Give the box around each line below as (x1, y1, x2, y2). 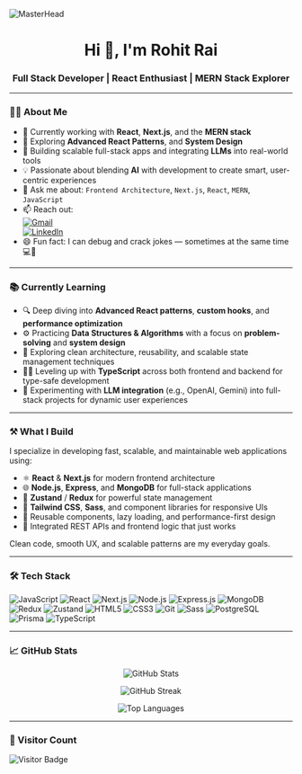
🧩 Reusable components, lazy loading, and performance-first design (22, 512, 276, 522)
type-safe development (22, 376, 110, 387)
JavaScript (22, 195, 64, 204)
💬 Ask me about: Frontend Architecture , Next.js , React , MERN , (22, 184, 251, 195)
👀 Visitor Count (9, 734, 77, 746)
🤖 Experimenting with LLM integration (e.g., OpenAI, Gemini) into (22, 385, 264, 396)
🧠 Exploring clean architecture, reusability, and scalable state (22, 347, 249, 358)
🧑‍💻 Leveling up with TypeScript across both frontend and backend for (22, 366, 283, 377)
